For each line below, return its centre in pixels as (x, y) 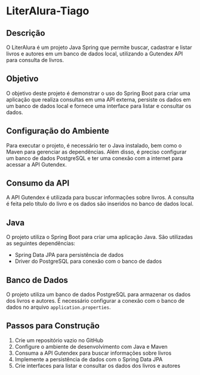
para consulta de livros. (35, 60)
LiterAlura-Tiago (48, 11)
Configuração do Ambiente (58, 131)
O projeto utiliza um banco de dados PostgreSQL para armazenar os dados (99, 294)
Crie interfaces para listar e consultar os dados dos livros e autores (98, 365)
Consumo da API (38, 183)
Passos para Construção (53, 326)
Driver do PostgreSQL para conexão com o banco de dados (88, 262)
